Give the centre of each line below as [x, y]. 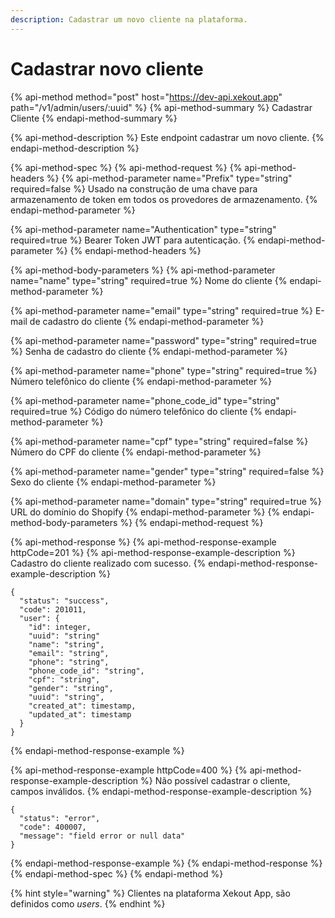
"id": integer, [60, 627]
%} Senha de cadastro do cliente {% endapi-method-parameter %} [149, 351]
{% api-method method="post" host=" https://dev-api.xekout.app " [146, 97]
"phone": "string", [69, 662]
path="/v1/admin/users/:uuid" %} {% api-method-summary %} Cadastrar [161, 107]
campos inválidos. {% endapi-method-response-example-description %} [161, 791]
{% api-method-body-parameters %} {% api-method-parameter [143, 270]
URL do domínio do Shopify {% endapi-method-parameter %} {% [145, 512]
